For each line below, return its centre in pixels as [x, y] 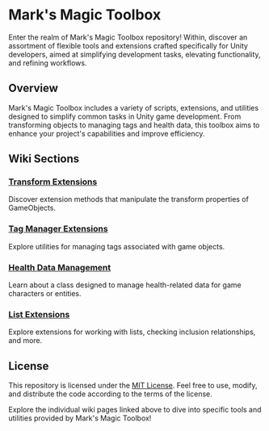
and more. [25, 341]
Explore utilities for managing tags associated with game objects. [117, 246]
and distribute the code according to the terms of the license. [110, 394]
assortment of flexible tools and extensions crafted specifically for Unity [128, 45]
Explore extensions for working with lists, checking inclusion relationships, [132, 332]
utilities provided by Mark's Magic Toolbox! [80, 418]
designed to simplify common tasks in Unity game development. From [125, 116]
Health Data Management [60, 267]
